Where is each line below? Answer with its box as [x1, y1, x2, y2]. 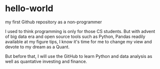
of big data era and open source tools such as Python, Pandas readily [5, 34, 146, 39]
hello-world [5, 3, 54, 14]
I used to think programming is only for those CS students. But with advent [5, 28, 156, 34]
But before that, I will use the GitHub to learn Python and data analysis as [5, 53, 153, 59]
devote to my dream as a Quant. [5, 44, 70, 50]
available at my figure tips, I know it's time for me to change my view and [5, 38, 152, 44]
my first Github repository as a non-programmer [5, 19, 102, 25]
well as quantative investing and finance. [5, 58, 87, 64]
